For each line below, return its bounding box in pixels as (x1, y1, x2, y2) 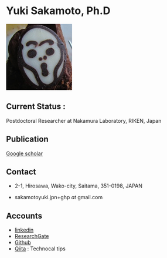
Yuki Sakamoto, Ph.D (6, 4, 111, 18)
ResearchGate (14, 233, 49, 240)
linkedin (14, 226, 34, 233)
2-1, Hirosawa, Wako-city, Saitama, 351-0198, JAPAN (14, 182, 142, 189)
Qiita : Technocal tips (14, 245, 66, 252)
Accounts (6, 210, 43, 221)
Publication (6, 134, 49, 145)
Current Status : (6, 102, 66, 112)
